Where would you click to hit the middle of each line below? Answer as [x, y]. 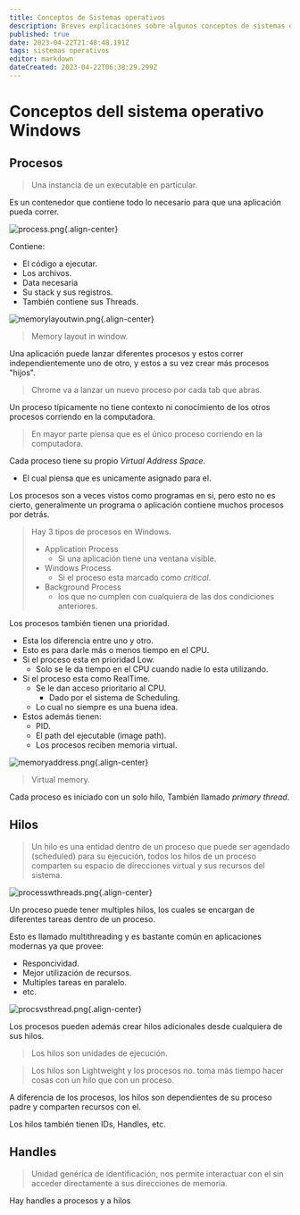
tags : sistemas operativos [59, 51]
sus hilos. [27, 1035]
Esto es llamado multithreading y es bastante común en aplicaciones [135, 936]
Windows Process [78, 567]
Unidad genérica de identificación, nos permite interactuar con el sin [157, 1173]
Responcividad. [51, 963]
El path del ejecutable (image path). [101, 735]
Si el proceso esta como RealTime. [86, 678]
